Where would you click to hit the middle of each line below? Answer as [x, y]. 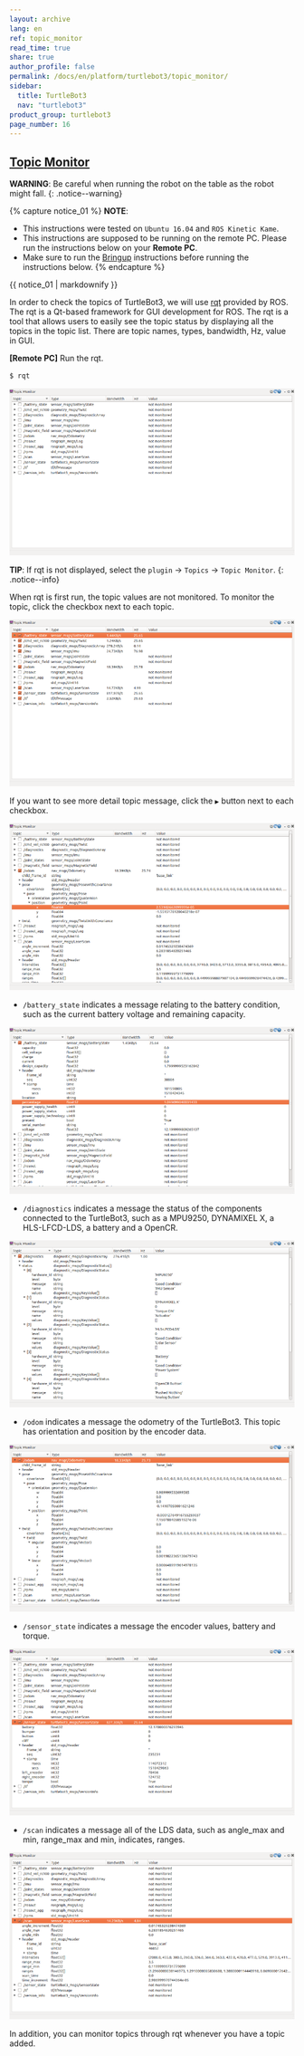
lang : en [26, 29]
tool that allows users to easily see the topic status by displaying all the [142, 322]
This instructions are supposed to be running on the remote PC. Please [155, 238]
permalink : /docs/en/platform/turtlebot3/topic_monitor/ [119, 77]
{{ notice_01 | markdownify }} [64, 284]
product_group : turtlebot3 [60, 115]
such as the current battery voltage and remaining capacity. [134, 1014]
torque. [36, 1636]
